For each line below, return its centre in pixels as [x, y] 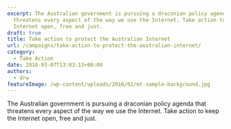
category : [21, 52]
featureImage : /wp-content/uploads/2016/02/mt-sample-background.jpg [109, 84]
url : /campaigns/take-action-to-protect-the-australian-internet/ [104, 46]
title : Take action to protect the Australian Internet [89, 39]
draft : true [24, 33]
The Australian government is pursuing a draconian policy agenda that [107, 103]
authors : [20, 71]
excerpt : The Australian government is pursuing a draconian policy [107, 13]
